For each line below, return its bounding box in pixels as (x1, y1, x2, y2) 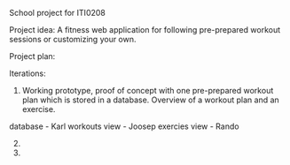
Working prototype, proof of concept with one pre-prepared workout (21, 86, 274, 95)
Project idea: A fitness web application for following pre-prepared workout (9, 25, 281, 34)
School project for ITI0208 (9, 8, 106, 18)
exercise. (21, 104, 56, 114)
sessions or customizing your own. (9, 34, 137, 44)
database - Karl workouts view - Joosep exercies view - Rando (9, 121, 239, 131)
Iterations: (9, 68, 46, 79)
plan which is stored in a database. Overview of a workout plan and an (21, 94, 279, 105)
